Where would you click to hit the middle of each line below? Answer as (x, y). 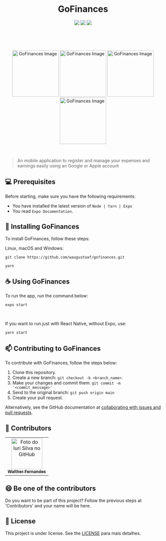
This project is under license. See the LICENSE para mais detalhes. (73, 533)
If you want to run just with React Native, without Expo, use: (66, 324)
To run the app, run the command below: (47, 296)
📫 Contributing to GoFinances (53, 349)
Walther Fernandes (27, 472)
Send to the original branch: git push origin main (63, 393)
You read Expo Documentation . (42, 211)
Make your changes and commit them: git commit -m (66, 383)
